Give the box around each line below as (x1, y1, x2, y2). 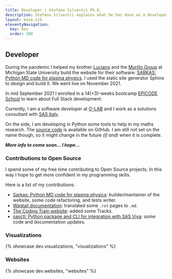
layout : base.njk (5, 17, 42, 22)
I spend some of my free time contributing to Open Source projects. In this (5, 166, 162, 172)
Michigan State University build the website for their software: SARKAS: (5, 69, 156, 75)
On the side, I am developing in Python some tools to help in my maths (5, 121, 154, 127)
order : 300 (10, 31, 33, 36)
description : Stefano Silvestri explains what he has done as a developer (5, 12, 168, 17)
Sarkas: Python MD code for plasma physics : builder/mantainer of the (12, 192, 160, 198)
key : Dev (10, 27, 29, 32)
